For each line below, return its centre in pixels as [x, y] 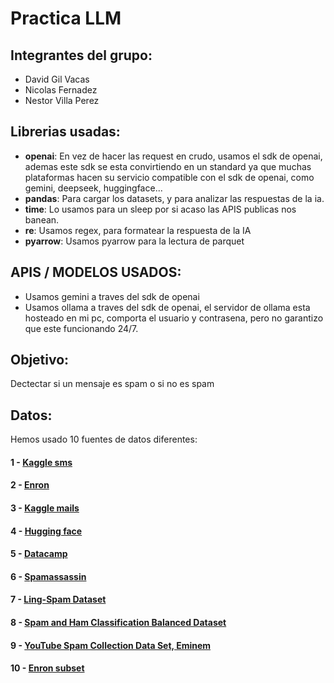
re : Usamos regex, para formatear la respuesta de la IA [138, 230]
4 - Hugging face [46, 531]
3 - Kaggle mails [45, 508]
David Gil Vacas [57, 79]
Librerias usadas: [65, 132]
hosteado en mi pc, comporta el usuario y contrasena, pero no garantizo [174, 318]
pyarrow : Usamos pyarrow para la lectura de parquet [134, 241]
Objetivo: [40, 360]
